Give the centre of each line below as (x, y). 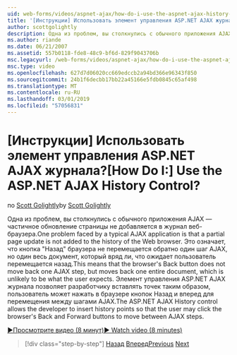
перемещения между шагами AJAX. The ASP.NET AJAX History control (113, 301)
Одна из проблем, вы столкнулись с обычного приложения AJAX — (110, 219)
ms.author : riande (34, 40)
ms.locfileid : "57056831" (45, 106)
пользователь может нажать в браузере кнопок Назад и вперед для (111, 294)
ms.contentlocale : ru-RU (44, 92)
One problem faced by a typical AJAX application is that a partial (131, 234)
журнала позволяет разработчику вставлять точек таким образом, (109, 286)
